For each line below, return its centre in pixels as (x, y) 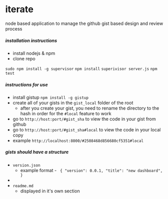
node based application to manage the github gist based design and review (84, 23)
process (14, 28)
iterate (20, 9)
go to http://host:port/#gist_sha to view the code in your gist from (84, 119)
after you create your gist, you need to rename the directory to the (90, 108)
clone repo (24, 58)
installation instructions (31, 40)
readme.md (23, 186)
